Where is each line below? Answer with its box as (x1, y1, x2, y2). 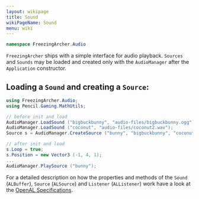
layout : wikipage (6, 8, 49, 15)
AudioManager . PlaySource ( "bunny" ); (6, 163, 97, 169)
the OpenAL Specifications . (6, 186, 73, 193)
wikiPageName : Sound (6, 20, 57, 25)
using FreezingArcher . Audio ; (6, 97, 78, 104)
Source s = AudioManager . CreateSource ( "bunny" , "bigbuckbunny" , (6, 130, 171, 136)
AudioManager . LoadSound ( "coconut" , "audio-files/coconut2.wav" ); (6, 125, 174, 131)
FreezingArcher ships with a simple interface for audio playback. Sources (6, 52, 184, 59)
